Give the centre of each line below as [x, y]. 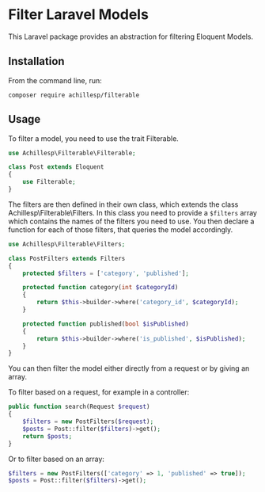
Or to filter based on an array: [57, 459]
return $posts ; [47, 436]
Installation [36, 61]
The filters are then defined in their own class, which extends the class [123, 204]
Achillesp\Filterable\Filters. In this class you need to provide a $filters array [132, 212]
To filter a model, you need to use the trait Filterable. [94, 138]
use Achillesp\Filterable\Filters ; [67, 244]
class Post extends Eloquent [56, 167]
